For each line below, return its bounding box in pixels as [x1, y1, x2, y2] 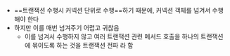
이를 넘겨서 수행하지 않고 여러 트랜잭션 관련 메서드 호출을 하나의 [24, 32, 199, 41]
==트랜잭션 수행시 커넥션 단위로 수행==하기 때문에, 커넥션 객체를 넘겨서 [13, 6, 211, 14]
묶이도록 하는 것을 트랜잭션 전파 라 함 [32, 41, 134, 49]
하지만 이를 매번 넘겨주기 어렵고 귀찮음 [13, 24, 120, 31]
